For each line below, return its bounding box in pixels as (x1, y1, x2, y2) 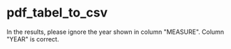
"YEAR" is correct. (6, 35, 59, 43)
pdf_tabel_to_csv (6, 5, 108, 21)
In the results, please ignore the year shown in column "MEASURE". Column (6, 28, 225, 36)
